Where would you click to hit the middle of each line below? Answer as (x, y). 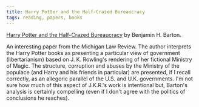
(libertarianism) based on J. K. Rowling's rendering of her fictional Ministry (99, 59)
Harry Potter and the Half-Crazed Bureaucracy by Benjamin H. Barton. (94, 34)
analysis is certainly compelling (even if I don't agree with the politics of (96, 91)
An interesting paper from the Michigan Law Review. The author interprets (99, 47)
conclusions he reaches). (38, 98)
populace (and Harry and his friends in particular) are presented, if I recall (99, 72)
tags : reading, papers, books (45, 18)
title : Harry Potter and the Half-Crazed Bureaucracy (76, 12)
